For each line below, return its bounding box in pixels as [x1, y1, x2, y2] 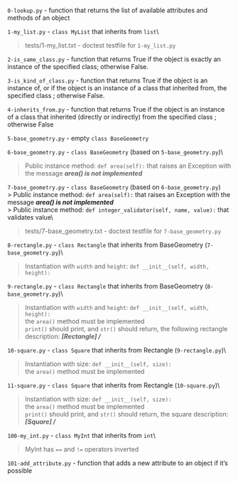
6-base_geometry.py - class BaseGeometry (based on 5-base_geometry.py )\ [7, 148, 224, 156]
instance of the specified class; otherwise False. [7, 63, 149, 70]
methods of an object [7, 14, 70, 22]
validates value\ [7, 213, 53, 221]
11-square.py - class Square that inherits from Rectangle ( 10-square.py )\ [7, 381, 220, 390]
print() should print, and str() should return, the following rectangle [24, 325, 228, 333]
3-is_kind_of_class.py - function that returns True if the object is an [7, 76, 208, 85]
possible [7, 466, 33, 475]
